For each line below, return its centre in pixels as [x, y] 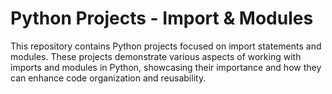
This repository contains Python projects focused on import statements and [166, 46]
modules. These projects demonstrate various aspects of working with [156, 56]
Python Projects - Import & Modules [162, 18]
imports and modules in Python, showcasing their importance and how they [166, 67]
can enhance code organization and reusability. [108, 78]
